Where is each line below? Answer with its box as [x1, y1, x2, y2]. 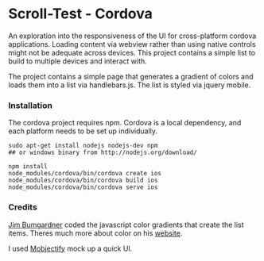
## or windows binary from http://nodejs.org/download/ [8, 148, 197, 157]
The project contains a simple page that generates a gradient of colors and [8, 71, 254, 81]
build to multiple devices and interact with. [8, 56, 147, 66]
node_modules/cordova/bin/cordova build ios [8, 176, 158, 185]
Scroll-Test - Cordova [8, 5, 153, 23]
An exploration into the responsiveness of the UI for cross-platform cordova [8, 31, 257, 40]
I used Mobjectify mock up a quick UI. [8, 244, 133, 253]
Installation [8, 100, 53, 111]
